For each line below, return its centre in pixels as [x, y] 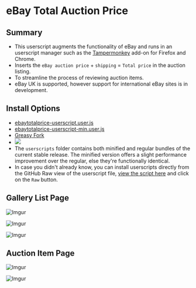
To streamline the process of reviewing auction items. [79, 78]
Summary [24, 33]
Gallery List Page [37, 198]
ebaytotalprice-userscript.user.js [54, 123]
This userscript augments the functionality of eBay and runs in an [93, 46]
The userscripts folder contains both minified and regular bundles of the [102, 148]
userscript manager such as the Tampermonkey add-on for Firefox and [100, 53]
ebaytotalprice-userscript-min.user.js [59, 129]
